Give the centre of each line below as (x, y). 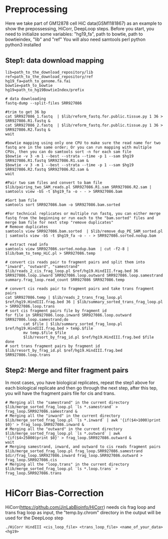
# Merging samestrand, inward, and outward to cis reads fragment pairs (83, 447)
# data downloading (26, 99)
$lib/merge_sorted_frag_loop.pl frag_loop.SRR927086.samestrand (74, 451)
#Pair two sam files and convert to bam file (54, 183)
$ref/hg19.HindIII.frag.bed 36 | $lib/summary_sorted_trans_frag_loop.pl (84, 302)
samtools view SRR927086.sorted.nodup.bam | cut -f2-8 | (67, 249)
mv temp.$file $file (45, 333)
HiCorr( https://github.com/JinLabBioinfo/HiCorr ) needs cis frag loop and (80, 507)
